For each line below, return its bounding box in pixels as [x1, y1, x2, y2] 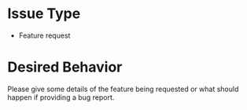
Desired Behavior [7, 58, 123, 76]
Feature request [18, 31, 71, 40]
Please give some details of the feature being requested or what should [7, 84, 239, 93]
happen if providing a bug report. [7, 92, 115, 102]
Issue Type [7, 5, 81, 23]
